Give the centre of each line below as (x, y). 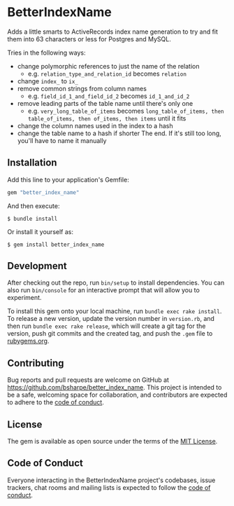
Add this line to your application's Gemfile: (68, 179)
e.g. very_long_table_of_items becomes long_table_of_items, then (126, 111)
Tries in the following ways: (46, 53)
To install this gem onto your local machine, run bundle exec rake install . (115, 311)
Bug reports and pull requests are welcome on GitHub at (88, 380)
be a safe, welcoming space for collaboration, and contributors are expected (117, 395)
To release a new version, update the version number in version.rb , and (111, 319)
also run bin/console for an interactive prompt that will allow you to (104, 290)
